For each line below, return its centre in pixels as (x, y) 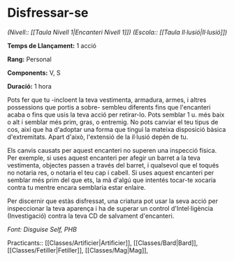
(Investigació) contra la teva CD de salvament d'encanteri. (91, 216)
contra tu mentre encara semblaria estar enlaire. (76, 187)
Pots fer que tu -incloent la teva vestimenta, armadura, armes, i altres (107, 100)
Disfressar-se (48, 13)
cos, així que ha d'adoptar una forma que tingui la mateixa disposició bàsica (117, 129)
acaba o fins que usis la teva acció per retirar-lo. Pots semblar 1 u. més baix (116, 114)
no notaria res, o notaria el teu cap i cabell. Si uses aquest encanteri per (111, 172)
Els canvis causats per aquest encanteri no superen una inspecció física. (112, 150)
